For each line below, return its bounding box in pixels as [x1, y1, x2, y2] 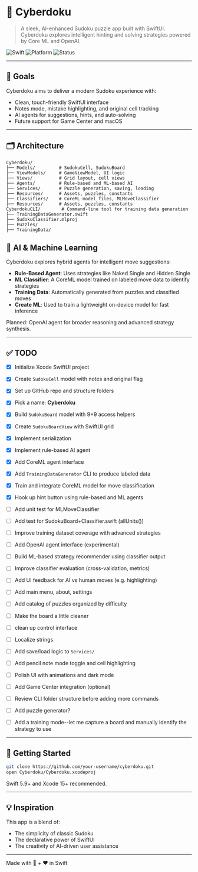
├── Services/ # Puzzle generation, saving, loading [6, 186, 154, 191]
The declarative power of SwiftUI [14, 836, 95, 843]
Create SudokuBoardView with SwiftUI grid [14, 422, 114, 430]
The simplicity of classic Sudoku [14, 829, 94, 837]
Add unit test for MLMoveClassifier [14, 505, 100, 513]
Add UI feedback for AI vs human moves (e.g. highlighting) [14, 577, 157, 584]
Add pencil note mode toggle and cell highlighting [14, 659, 136, 666]
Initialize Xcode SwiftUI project [14, 363, 90, 371]
